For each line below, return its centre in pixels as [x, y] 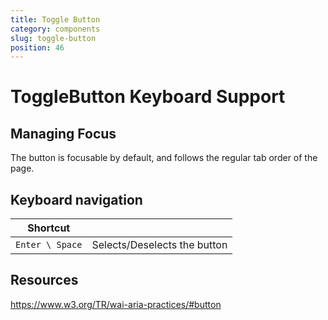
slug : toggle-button [53, 38]
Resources [44, 280]
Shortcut [49, 228]
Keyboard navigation [76, 199]
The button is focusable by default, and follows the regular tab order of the [164, 158]
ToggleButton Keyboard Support [148, 97]
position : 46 [37, 47]
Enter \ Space [49, 245]
